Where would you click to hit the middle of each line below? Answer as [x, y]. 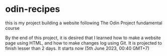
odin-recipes [33, 9]
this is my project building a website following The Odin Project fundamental [84, 23]
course [13, 28]
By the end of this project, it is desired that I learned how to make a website [83, 38]
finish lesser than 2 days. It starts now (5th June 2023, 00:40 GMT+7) [77, 48]
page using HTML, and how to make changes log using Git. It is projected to [83, 43]
